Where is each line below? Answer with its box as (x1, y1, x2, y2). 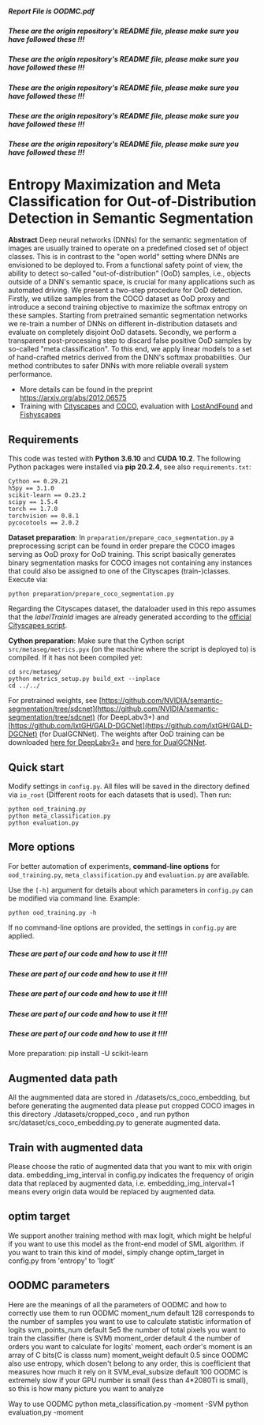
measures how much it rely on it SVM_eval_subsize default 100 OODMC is (8, 1367, 248, 1376)
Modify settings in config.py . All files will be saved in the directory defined (8, 782, 250, 791)
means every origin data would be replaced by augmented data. (8, 1186, 216, 1196)
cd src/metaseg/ (8, 668, 61, 676)
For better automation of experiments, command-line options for (8, 861, 221, 870)
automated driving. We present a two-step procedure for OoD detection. (8, 285, 243, 295)
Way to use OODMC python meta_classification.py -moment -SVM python (8, 1399, 249, 1408)
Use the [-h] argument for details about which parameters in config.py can (8, 885, 254, 894)
